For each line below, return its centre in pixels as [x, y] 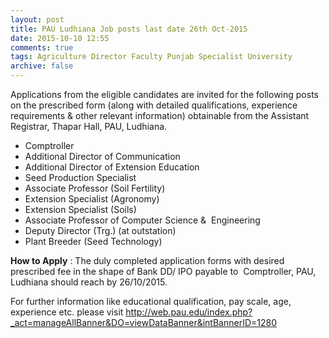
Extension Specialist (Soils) [80, 209]
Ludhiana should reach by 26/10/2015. [89, 282]
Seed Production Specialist [80, 177]
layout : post [37, 19]
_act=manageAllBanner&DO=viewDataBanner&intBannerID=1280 [144, 322]
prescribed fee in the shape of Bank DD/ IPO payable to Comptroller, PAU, [163, 271]
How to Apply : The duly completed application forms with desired [147, 260]
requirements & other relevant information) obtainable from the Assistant [160, 115]
